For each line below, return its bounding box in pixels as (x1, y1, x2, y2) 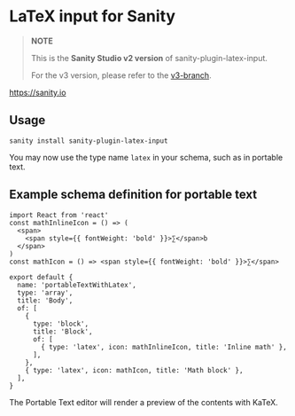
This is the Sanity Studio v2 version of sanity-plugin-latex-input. (30, 52, 268, 63)
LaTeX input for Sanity (9, 6, 175, 27)
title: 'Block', (32, 326, 93, 336)
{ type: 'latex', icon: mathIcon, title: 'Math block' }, (25, 365, 244, 374)
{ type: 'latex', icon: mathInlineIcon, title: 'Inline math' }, (41, 342, 288, 351)
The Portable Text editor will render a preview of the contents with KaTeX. (9, 396, 279, 407)
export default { (9, 272, 74, 281)
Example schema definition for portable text (9, 187, 258, 202)
